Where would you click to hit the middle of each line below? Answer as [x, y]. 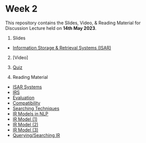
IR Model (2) [26, 124]
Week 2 [21, 9]
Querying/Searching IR [36, 135]
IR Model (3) [26, 130]
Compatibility [26, 103]
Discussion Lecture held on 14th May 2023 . [51, 28]
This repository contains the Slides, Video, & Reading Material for [73, 23]
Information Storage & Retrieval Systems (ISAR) [62, 47]
